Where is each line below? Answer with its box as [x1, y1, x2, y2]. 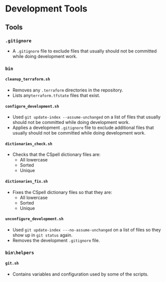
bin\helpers [5, 249, 34, 255]
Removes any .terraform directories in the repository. [12, 87, 123, 93]
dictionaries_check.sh [5, 141, 52, 146]
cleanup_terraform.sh [5, 77, 50, 82]
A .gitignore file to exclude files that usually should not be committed [12, 48, 157, 54]
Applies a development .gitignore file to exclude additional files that [12, 124, 154, 130]
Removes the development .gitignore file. [12, 237, 100, 243]
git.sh [5, 261, 19, 266]
